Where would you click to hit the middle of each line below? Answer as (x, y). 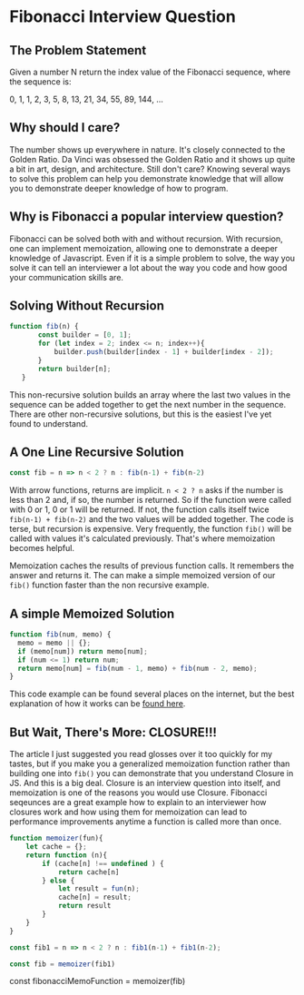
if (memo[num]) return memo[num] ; (83, 651)
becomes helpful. (42, 548)
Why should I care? (65, 128)
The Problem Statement (78, 50)
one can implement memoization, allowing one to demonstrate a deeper (144, 248)
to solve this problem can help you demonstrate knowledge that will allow (147, 178)
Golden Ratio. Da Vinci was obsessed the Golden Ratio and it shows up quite (152, 159)
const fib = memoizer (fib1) (63, 964)
